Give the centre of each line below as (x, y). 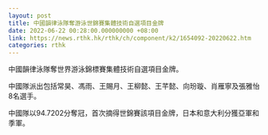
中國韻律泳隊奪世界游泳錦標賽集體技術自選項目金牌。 (96, 69)
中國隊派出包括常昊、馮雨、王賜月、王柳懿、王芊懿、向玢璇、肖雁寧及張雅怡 (134, 86)
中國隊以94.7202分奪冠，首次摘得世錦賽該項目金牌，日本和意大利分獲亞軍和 (134, 113)
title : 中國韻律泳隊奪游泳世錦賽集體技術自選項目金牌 (86, 23)
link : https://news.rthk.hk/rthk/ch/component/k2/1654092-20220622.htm (130, 38)
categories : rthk (37, 46)
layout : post (30, 16)
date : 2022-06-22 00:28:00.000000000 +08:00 (83, 30)
